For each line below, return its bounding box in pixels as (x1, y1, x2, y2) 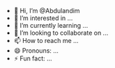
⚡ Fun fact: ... (13, 54, 52, 62)
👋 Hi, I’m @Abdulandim (13, 7, 80, 15)
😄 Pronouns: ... (13, 46, 59, 55)
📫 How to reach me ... (13, 37, 79, 44)
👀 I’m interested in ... (13, 14, 73, 22)
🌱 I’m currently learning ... (13, 22, 89, 29)
